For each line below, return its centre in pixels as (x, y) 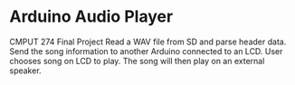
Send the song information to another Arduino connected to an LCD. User (146, 51)
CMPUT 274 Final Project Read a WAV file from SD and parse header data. (148, 42)
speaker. (26, 71)
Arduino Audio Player (91, 17)
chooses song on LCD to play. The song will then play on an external (137, 61)
